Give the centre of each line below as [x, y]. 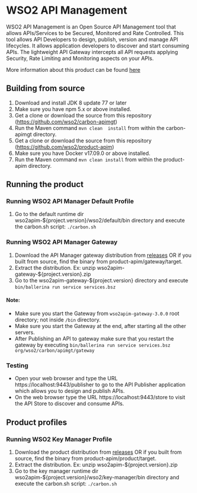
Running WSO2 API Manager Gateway [62, 242]
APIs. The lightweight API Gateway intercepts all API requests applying [92, 52]
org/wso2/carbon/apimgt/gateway [54, 351]
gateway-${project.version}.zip [53, 274]
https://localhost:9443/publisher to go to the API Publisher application [100, 385]
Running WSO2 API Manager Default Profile [70, 201]
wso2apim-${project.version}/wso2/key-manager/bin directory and [97, 477]
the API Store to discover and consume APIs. [69, 403]
